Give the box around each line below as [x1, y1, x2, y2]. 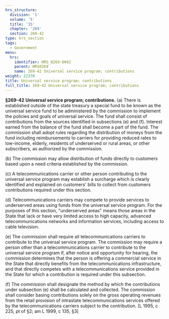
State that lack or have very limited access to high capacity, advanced [5, 213, 152, 219]
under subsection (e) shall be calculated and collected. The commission [5, 286, 155, 293]
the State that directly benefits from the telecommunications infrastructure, [5, 260, 162, 267]
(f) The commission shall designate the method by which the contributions [5, 281, 160, 287]
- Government [10, 45, 37, 50]
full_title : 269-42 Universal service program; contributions [5, 83, 139, 88]
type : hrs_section [5, 36, 44, 41]
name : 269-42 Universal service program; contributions [14, 69, 135, 74]
